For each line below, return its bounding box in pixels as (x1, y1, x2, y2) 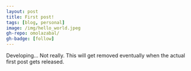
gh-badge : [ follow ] (6, 36, 55, 42)
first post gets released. (6, 58, 65, 65)
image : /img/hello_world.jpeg (6, 25, 81, 31)
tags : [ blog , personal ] (6, 19, 65, 25)
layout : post (6, 8, 39, 15)
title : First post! (6, 14, 55, 20)
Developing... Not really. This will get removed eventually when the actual (6, 52, 186, 59)
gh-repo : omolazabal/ (6, 31, 60, 36)
